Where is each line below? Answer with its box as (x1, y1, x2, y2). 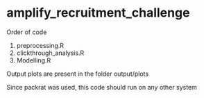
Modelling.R (16, 56, 51, 64)
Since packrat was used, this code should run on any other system (6, 83, 197, 91)
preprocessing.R (16, 41, 64, 49)
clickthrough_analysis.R (16, 49, 85, 57)
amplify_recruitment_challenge (6, 5, 190, 21)
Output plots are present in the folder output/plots (6, 70, 149, 78)
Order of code (6, 28, 47, 36)
